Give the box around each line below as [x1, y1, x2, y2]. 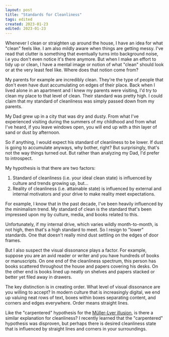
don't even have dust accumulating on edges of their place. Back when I [5, 82, 155, 88]
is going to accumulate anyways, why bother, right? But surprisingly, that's [5, 145, 159, 151]
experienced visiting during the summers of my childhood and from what [5, 119, 156, 125]
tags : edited [5, 17, 33, 22]
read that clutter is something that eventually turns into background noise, [5, 51, 158, 57]
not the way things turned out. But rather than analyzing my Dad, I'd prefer [5, 150, 160, 156]
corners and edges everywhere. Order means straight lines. [5, 300, 129, 306]
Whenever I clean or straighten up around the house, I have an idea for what [5, 40, 163, 46]
